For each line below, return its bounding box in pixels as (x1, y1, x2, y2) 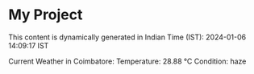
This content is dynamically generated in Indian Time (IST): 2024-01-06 (8, 32, 247, 42)
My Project (8, 6, 83, 24)
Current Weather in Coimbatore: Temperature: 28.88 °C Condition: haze (8, 56, 247, 66)
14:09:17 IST (8, 40, 49, 50)
